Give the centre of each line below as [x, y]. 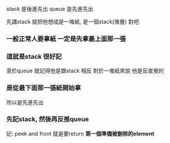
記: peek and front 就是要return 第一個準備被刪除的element [80, 133]
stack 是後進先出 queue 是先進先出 [50, 9]
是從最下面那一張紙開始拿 [44, 88]
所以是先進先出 [25, 102]
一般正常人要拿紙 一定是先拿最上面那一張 [66, 39]
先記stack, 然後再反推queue [48, 119]
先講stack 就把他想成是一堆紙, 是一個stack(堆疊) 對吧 [73, 22]
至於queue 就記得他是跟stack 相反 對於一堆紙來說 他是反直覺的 [85, 71]
